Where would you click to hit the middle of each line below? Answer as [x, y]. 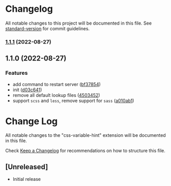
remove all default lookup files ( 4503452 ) [56, 95]
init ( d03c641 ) [27, 90]
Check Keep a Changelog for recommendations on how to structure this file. [86, 151]
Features [17, 73]
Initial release [27, 179]
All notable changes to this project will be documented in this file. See [79, 23]
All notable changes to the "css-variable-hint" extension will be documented [86, 135]
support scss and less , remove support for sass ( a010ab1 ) [73, 100]
